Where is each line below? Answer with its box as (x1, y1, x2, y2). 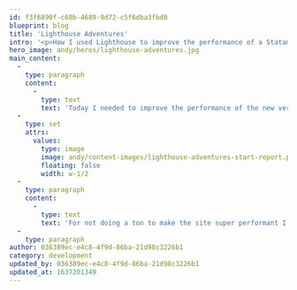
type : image (41, 144, 86, 153)
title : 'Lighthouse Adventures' (9, 29, 128, 38)
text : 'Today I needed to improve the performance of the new (41, 103, 275, 112)
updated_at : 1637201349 (9, 268, 97, 277)
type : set (25, 120, 62, 129)
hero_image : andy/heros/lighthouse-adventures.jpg (9, 46, 200, 55)
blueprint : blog (9, 21, 69, 30)
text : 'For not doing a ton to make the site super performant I (41, 218, 287, 227)
